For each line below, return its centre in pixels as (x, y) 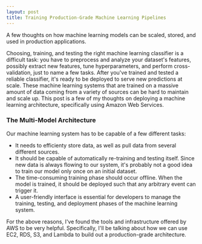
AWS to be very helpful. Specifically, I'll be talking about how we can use (97, 228)
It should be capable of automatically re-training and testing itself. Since (105, 158)
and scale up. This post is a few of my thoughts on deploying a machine (96, 98)
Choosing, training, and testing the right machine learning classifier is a (95, 53)
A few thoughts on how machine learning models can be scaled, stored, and (101, 35)
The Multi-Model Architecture (51, 120)
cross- (182, 66)
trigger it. (26, 190)
